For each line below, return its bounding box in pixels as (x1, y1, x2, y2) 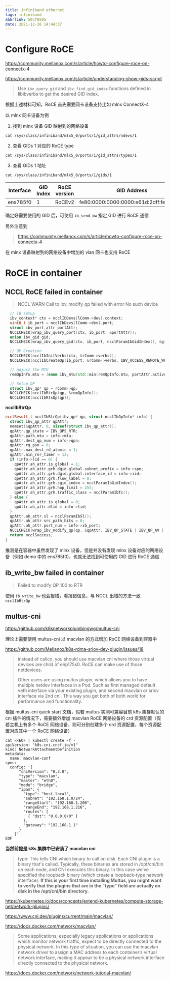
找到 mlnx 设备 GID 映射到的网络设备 (12, 123, 89, 129)
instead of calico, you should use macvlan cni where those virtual (17, 656, 154, 662)
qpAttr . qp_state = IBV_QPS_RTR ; (10, 428, 78, 434)
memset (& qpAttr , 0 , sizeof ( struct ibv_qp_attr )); (10, 423, 116, 429)
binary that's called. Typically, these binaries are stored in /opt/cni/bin (17, 861, 163, 868)
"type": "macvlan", (18, 774, 60, 779)
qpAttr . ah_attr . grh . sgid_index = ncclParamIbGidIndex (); (14, 480, 137, 486)
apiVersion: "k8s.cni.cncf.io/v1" (5, 742, 78, 748)
